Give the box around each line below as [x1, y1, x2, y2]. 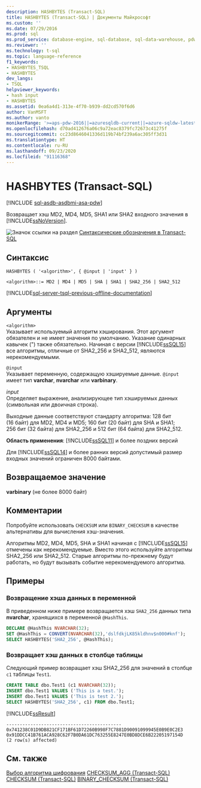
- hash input [6, 92, 39, 98]
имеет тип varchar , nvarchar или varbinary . [6, 376, 118, 384]
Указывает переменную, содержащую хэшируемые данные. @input [6, 370, 179, 378]
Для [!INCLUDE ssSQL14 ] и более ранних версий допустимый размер [6, 448, 182, 455]
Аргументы [6, 307, 52, 317]
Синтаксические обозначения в [78, 229, 161, 236]
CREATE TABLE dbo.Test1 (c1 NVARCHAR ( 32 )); [6, 683, 117, 689]
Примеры [6, 576, 45, 586]
